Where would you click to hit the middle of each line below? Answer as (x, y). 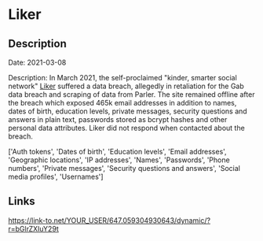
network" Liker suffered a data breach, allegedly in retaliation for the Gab (126, 86)
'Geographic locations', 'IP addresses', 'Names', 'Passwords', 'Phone (119, 160)
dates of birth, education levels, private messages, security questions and (128, 111)
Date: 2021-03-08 (37, 62)
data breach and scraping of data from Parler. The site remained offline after (131, 95)
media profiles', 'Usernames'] (56, 176)
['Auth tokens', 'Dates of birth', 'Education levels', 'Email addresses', (117, 152)
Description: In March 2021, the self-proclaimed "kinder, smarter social (122, 78)
